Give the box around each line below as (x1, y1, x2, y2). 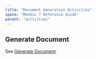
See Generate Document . (5, 48, 57, 54)
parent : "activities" (5, 16, 50, 21)
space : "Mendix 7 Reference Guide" (5, 12, 79, 17)
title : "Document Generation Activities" (5, 7, 93, 12)
